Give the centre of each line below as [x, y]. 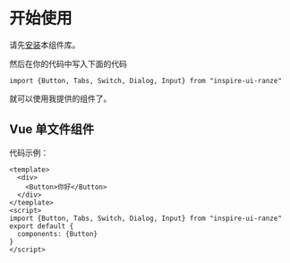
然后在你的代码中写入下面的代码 [68, 64]
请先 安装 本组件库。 [45, 45]
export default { [42, 226]
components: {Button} [58, 233]
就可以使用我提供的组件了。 [60, 98]
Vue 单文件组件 [52, 129]
